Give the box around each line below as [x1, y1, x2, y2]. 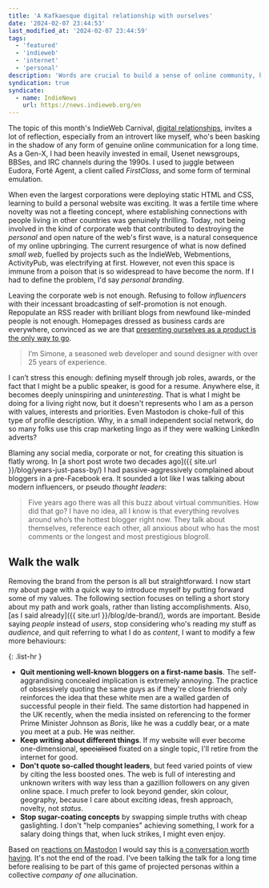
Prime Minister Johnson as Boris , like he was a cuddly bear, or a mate [19, 718, 250, 728]
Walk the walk [8, 555, 80, 569]
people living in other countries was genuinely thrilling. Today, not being [8, 216, 246, 225]
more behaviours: [8, 635, 66, 646]
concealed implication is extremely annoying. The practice [65, 675, 259, 685]
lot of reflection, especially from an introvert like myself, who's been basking [8, 132, 260, 141]
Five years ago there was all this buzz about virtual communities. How [27, 498, 259, 508]
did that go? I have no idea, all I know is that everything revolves [27, 506, 240, 516]
